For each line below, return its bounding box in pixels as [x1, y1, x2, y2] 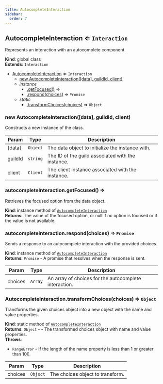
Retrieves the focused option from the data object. [5, 198, 106, 204]
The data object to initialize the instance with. [48, 144, 150, 151]
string [27, 156, 43, 161]
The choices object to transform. [50, 371, 125, 378]
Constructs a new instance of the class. [5, 125, 84, 131]
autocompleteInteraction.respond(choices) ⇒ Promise [5, 230, 134, 237]
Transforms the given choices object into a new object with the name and [5, 306, 152, 313]
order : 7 [9, 16, 27, 21]
